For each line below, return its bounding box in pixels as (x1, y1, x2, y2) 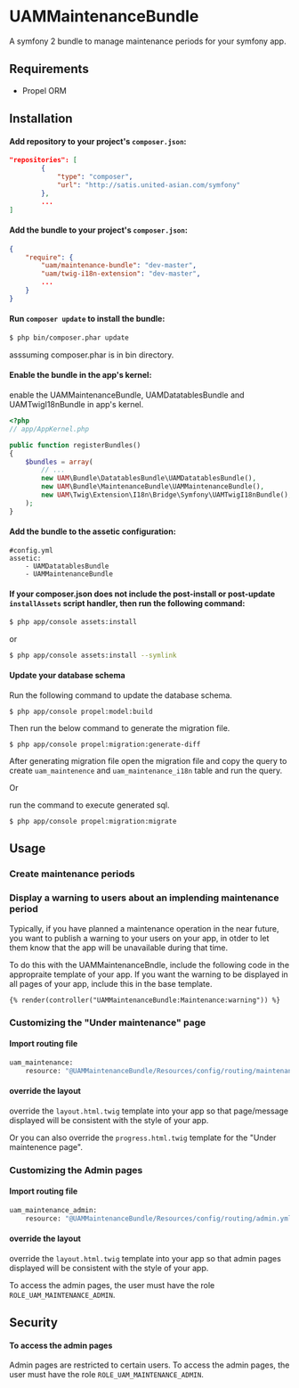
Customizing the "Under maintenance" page (9, 1016, 206, 1029)
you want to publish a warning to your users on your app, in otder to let (9, 932, 270, 943)
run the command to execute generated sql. (9, 800, 171, 810)
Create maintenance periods (9, 867, 135, 880)
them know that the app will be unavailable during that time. (9, 942, 229, 953)
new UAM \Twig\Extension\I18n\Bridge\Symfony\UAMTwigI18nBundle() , (41, 490, 293, 500)
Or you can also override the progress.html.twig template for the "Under (9, 1132, 277, 1143)
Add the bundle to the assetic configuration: (9, 526, 176, 537)
